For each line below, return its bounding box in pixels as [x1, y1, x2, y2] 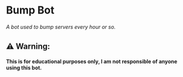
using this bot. [6, 64, 42, 71]
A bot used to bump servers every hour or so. [6, 23, 116, 30]
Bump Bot [6, 4, 54, 17]
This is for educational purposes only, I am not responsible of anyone [6, 58, 178, 65]
